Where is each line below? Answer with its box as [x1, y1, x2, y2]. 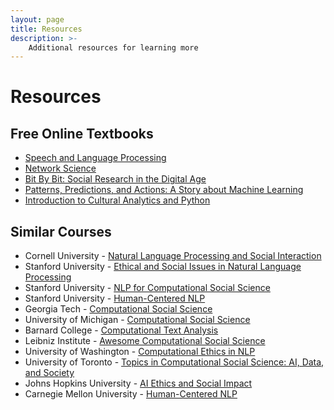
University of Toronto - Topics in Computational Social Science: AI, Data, [24, 356, 325, 368]
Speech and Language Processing [24, 152, 167, 164]
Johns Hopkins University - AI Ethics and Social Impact [24, 377, 253, 390]
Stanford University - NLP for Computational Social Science [24, 282, 271, 294]
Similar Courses [10, 223, 112, 240]
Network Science [24, 162, 97, 175]
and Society [24, 367, 75, 379]
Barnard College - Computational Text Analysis [24, 324, 219, 336]
